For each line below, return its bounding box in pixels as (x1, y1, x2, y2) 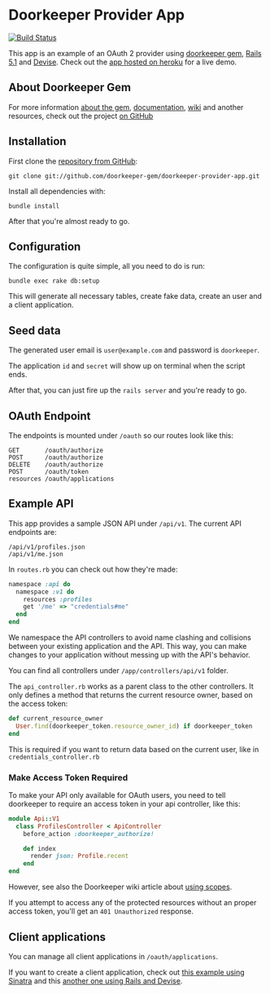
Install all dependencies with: (8, 186, 106, 196)
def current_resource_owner (8, 715, 104, 723)
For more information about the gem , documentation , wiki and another (8, 102, 244, 112)
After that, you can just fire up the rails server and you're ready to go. (8, 385, 247, 396)
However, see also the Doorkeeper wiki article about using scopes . (8, 882, 233, 892)
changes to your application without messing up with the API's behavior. (8, 650, 250, 660)
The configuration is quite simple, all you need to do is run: (8, 261, 206, 271)
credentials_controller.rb (8, 753, 100, 761)
